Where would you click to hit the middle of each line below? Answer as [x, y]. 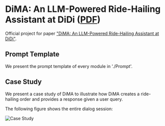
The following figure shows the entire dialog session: [59, 109]
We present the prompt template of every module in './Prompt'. [69, 66]
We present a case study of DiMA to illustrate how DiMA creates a [72, 94]
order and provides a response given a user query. [71, 99]
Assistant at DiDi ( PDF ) [53, 20]
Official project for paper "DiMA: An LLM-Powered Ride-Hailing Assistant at [82, 33]
